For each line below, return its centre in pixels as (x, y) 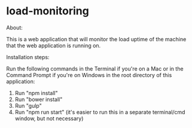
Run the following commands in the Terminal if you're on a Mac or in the (95, 68)
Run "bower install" (39, 99)
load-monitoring (48, 11)
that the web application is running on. (54, 45)
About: (14, 28)
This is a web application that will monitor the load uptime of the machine (96, 39)
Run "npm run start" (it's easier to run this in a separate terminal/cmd (100, 112)
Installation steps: (28, 57)
